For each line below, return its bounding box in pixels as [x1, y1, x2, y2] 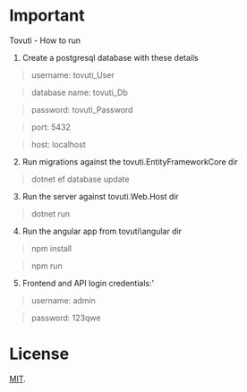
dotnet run [30, 208, 71, 219]
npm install [30, 243, 72, 253]
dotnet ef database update [30, 174, 130, 184]
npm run [30, 260, 63, 271]
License [9, 344, 70, 364]
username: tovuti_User [30, 69, 115, 81]
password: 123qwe [30, 312, 101, 323]
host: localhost [30, 139, 87, 149]
